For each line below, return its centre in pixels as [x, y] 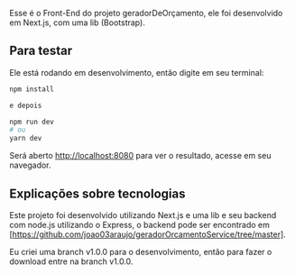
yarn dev [26, 139]
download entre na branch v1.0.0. [71, 261]
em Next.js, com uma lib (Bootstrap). [78, 23]
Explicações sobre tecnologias [97, 193]
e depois [26, 105]
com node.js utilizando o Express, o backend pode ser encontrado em [140, 225]
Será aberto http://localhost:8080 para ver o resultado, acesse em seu [140, 156]
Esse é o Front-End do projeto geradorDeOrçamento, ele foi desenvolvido [146, 13]
